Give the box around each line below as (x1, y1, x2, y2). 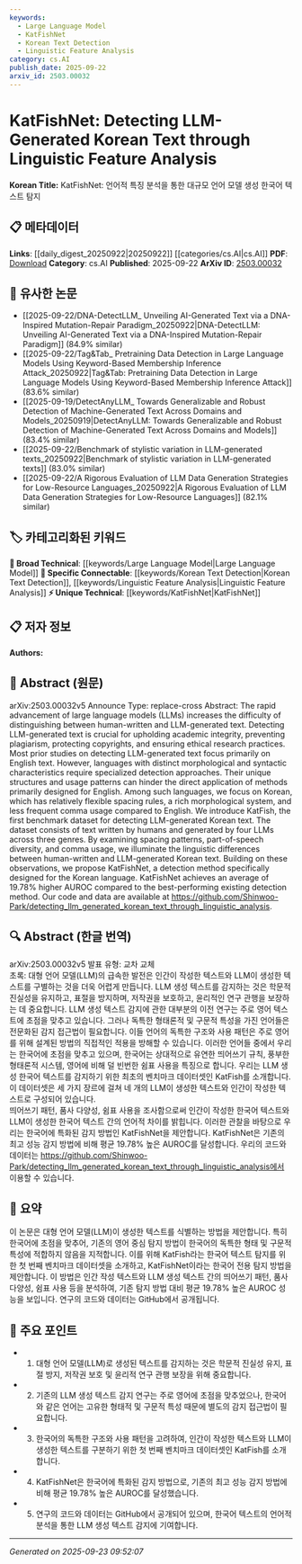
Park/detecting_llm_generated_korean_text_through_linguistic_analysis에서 (9, 1161, 285, 1172)
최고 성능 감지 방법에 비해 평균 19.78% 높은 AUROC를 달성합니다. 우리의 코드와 (9, 1139, 287, 1149)
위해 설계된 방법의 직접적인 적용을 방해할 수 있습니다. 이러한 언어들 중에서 (18, 1037, 276, 1048)
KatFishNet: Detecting (9, 110, 180, 130)
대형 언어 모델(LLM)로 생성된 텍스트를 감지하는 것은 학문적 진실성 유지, (35, 1358, 283, 1369)
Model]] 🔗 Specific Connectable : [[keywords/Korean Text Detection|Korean (9, 568, 290, 578)
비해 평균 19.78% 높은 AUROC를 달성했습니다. (35, 1488, 200, 1498)
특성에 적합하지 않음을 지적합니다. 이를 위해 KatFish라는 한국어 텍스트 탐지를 (9, 1249, 277, 1260)
